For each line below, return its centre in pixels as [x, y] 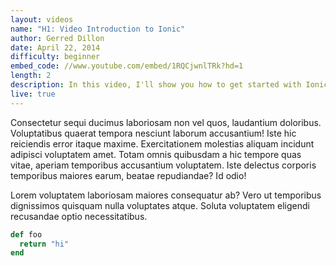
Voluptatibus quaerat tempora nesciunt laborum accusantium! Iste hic [153, 133]
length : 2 [31, 76]
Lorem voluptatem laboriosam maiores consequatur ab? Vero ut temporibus [166, 195]
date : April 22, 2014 [55, 47]
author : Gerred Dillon [57, 38]
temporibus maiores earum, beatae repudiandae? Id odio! [128, 175]
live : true [33, 94]
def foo [26, 234]
